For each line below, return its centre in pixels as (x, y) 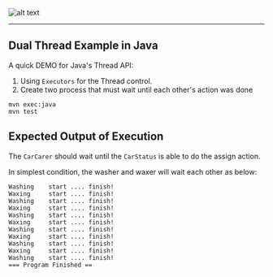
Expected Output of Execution (86, 137)
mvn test (23, 111)
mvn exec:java (32, 104)
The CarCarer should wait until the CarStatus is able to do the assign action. (134, 156)
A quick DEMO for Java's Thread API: (71, 65)
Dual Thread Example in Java (83, 46)
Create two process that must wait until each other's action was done (136, 89)
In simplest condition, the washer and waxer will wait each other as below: (133, 171)
